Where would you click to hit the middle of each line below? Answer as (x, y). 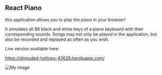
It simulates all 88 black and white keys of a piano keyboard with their (74, 29)
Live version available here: (32, 48)
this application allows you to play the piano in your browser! (65, 19)
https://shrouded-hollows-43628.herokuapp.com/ (55, 58)
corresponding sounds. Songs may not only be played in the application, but (81, 34)
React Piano (23, 8)
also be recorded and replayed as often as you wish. (57, 39)
